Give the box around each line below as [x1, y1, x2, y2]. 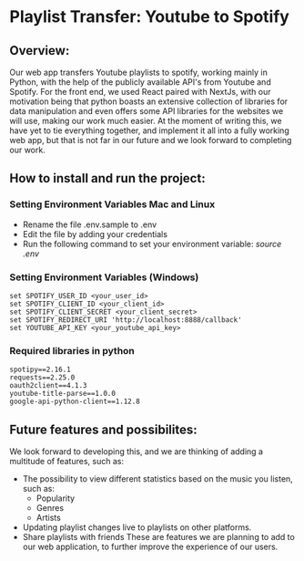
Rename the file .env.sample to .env [22, 219, 157, 230]
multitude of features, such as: [9, 456, 125, 467]
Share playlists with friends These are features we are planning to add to [22, 532, 296, 543]
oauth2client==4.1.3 [9, 381, 88, 390]
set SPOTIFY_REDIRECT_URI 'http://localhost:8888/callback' [9, 315, 243, 325]
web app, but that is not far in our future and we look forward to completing [9, 135, 292, 145]
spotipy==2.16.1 [9, 365, 71, 375]
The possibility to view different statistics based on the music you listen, [22, 473, 293, 484]
